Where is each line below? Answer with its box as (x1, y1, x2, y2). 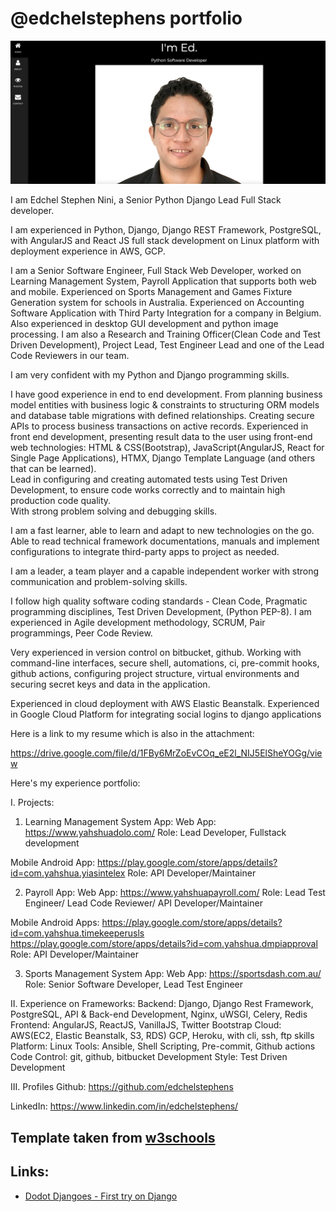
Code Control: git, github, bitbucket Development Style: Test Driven (10, 1051, 288, 1063)
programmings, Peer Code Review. (10, 627, 153, 639)
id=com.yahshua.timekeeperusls (10, 927, 145, 939)
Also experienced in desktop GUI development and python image (10, 318, 279, 330)
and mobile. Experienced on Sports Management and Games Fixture (10, 286, 293, 298)
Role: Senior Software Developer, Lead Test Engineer (24, 978, 244, 991)
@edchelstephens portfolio (10, 7, 243, 30)
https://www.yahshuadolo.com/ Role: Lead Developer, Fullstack (24, 827, 287, 839)
